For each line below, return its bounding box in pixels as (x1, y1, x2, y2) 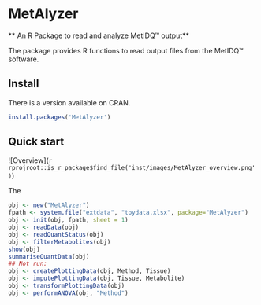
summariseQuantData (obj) (8, 252, 90, 260)
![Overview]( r (8, 156, 53, 165)
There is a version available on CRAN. (8, 97, 131, 107)
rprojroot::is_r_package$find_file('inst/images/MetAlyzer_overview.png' (8, 164, 256, 172)
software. (8, 54, 39, 64)
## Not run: (8, 260, 47, 268)
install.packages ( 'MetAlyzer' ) (8, 113, 111, 121)
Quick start (8, 135, 65, 149)
